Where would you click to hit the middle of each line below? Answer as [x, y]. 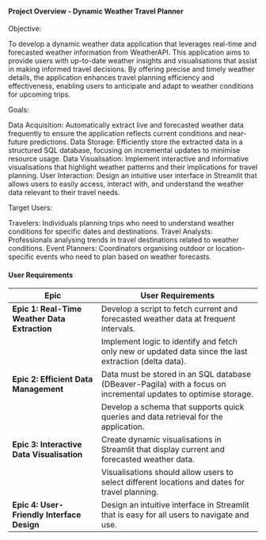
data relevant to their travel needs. [64, 192]
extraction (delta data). [144, 362]
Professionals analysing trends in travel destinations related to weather [123, 240]
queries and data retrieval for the [162, 417]
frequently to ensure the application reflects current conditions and [118, 134]
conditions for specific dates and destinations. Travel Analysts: [110, 232]
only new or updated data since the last [174, 352]
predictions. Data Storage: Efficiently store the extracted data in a [136, 142]
